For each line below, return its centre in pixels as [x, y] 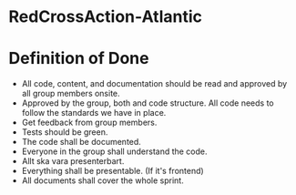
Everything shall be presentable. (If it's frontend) [112, 171]
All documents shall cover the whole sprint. [102, 180]
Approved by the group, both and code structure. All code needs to [148, 103]
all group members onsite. [71, 94]
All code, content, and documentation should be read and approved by [154, 84]
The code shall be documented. [82, 142]
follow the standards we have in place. [94, 113]
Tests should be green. [65, 132]
